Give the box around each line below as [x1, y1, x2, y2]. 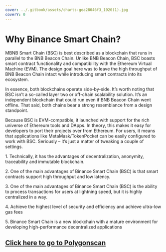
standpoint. [5, 107, 28, 113]
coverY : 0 [5, 12, 26, 17]
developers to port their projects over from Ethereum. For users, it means [5, 128, 156, 134]
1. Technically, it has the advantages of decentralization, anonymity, [5, 153, 144, 159]
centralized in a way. [5, 194, 47, 200]
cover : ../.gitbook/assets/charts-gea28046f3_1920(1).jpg [5, 7, 128, 12]
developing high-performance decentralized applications [5, 224, 122, 230]
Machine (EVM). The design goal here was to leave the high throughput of [5, 66, 158, 72]
